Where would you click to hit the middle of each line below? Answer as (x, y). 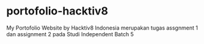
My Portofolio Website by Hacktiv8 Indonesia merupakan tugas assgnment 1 (102, 28)
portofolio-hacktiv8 (57, 11)
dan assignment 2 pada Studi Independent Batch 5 (70, 34)
